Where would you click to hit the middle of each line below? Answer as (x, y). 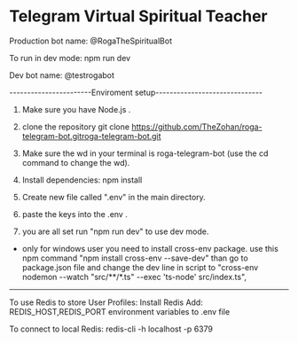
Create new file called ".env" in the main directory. (114, 197)
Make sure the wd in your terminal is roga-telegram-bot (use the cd (145, 153)
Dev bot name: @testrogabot (62, 75)
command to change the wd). (76, 162)
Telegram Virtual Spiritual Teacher (138, 16)
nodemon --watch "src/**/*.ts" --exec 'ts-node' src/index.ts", (134, 277)
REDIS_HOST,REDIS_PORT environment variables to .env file (120, 311)
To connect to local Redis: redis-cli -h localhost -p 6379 (111, 329)
